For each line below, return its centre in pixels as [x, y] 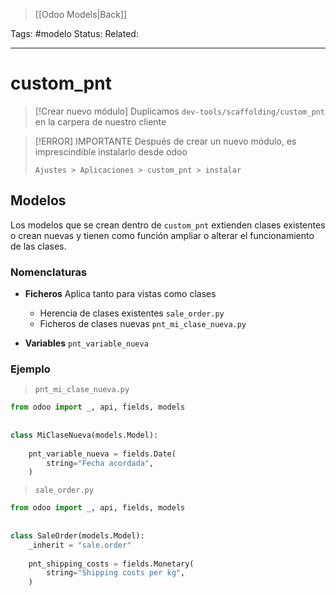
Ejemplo [30, 369]
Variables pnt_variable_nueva [86, 343]
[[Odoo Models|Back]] [81, 14]
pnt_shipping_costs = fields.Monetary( [111, 564]
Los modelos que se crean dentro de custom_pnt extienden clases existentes [168, 225]
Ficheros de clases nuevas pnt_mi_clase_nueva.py [143, 324]
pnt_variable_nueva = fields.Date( [102, 454]
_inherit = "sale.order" [80, 545]
